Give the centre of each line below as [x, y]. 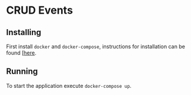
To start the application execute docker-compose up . [69, 85]
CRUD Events [39, 10]
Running [22, 72]
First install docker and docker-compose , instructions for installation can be [96, 46]
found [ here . [21, 53]
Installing [24, 32]
